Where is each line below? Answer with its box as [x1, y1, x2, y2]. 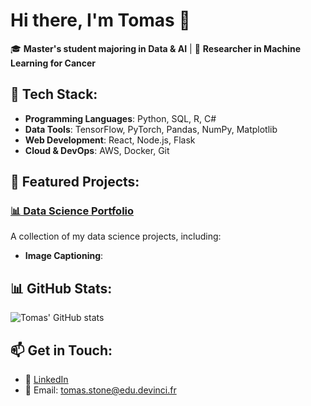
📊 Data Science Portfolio [10, 204, 135, 218]
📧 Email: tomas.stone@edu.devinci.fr [24, 384, 177, 396]
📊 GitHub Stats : [10, 280, 113, 297]
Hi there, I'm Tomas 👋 [10, 9, 191, 32]
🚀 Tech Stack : [10, 86, 98, 103]
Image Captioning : [24, 250, 104, 262]
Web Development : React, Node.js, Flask [24, 134, 196, 146]
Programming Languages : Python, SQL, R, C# [24, 112, 217, 124]
